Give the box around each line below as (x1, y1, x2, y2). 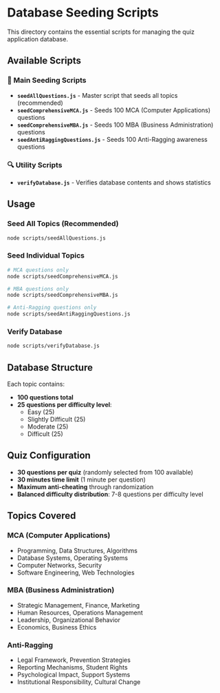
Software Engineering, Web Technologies (16, 568, 135, 577)
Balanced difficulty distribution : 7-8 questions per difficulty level (16, 490, 204, 498)
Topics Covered (7, 510, 76, 521)
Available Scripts (7, 55, 81, 67)
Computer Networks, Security (16, 561, 102, 569)
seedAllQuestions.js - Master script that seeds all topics (16, 91, 178, 99)
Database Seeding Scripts (7, 5, 159, 21)
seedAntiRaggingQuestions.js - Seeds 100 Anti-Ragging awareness (16, 135, 208, 143)
